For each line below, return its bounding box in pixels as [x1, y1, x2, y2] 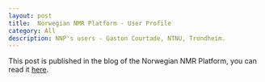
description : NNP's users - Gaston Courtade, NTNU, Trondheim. [8, 34, 226, 43]
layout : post [8, 11, 53, 20]
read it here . [8, 65, 49, 75]
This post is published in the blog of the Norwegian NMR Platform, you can [8, 56, 257, 66]
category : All [8, 27, 57, 35]
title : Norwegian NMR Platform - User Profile [8, 19, 172, 27]
